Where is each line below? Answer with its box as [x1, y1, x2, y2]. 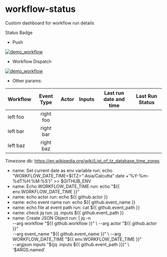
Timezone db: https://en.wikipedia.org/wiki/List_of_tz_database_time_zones [5, 158, 160, 164]
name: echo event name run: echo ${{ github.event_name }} [12, 199, 136, 205]
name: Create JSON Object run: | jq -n [12, 215, 91, 221]
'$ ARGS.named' [12, 247, 46, 253]
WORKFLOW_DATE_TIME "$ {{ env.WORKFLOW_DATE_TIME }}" [12, 236, 142, 242]
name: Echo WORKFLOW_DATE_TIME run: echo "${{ [12, 183, 120, 189]
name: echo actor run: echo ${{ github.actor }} [12, 194, 108, 200]
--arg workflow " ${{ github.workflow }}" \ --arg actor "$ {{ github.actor [12, 220, 157, 226]
